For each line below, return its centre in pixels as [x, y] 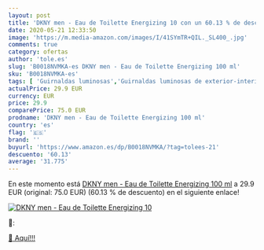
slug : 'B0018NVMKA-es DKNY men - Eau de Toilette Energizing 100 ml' [125, 67]
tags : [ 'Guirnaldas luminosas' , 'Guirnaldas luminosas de [105, 81]
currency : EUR [31, 96]
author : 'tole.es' [38, 60]
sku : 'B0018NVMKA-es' [44, 74]
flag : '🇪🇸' [27, 132]
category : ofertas [38, 52]
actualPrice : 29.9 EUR [45, 88]
